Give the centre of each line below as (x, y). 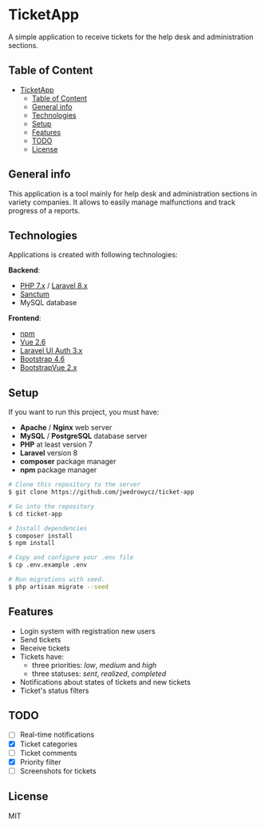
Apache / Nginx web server (66, 427)
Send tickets (40, 639)
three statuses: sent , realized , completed (99, 674)
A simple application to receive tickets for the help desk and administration (131, 37)
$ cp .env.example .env (48, 565)
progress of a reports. (44, 210)
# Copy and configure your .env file (71, 558)
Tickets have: (42, 656)
